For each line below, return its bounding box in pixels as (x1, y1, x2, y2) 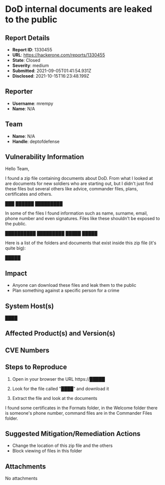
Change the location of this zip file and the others (12, 442, 113, 448)
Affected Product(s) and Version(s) (5, 329, 116, 338)
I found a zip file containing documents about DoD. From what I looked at (5, 176, 153, 181)
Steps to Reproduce (5, 363, 67, 371)
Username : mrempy (12, 100, 53, 106)
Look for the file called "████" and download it (12, 386, 109, 392)
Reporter (5, 88, 33, 96)
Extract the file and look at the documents (12, 395, 98, 401)
